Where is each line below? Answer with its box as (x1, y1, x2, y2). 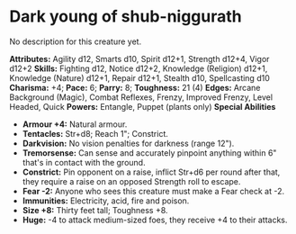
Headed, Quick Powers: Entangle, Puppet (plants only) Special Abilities (9, 101, 276, 112)
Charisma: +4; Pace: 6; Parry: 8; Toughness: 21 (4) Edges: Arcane (9, 82, 261, 93)
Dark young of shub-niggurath (9, 6, 242, 27)
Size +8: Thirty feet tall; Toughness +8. (22, 204, 168, 215)
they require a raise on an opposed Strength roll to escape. (22, 175, 241, 186)
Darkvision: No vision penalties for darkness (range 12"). (22, 138, 235, 148)
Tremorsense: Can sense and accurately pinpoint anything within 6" (22, 147, 277, 158)
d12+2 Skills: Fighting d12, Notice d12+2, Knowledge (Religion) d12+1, (9, 63, 268, 74)
